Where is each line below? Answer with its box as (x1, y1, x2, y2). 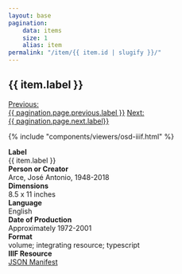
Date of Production (8, 214, 72, 224)
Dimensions (8, 181, 49, 190)
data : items (22, 26, 62, 34)
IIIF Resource (8, 249, 52, 258)
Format (8, 232, 33, 241)
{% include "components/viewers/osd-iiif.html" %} (8, 131, 175, 141)
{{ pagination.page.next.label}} (8, 116, 110, 126)
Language (8, 198, 42, 207)
